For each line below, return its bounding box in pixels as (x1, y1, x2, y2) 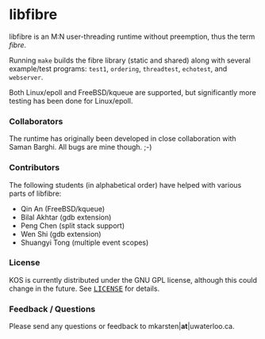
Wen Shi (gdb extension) (20, 229, 102, 238)
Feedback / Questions (9, 303, 96, 314)
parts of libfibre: (9, 189, 62, 198)
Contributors (9, 162, 60, 173)
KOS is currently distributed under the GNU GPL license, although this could (9, 275, 257, 284)
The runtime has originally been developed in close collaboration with (9, 134, 236, 143)
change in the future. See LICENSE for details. (9, 284, 160, 293)
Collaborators (9, 116, 63, 127)
